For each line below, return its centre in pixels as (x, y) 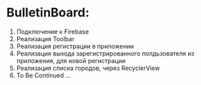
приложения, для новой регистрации (71, 60)
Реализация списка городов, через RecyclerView (88, 68)
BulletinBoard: (48, 13)
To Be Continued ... (44, 75)
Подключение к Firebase (52, 32)
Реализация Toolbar (45, 38)
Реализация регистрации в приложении (75, 46)
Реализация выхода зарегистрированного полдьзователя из (105, 53)
